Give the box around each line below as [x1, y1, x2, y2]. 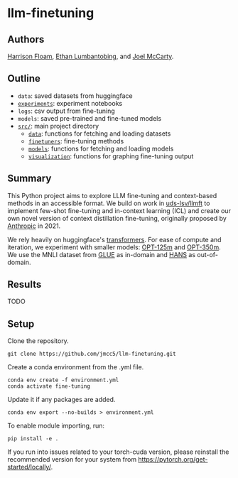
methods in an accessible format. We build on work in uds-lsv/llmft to [7, 199, 210, 207]
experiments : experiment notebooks [17, 99, 123, 107]
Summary [7, 173, 52, 185]
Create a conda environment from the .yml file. [7, 363, 144, 371]
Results [7, 278, 42, 290]
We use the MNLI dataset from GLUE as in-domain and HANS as [7, 250, 196, 259]
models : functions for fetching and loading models [28, 144, 174, 153]
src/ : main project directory [17, 121, 99, 130]
